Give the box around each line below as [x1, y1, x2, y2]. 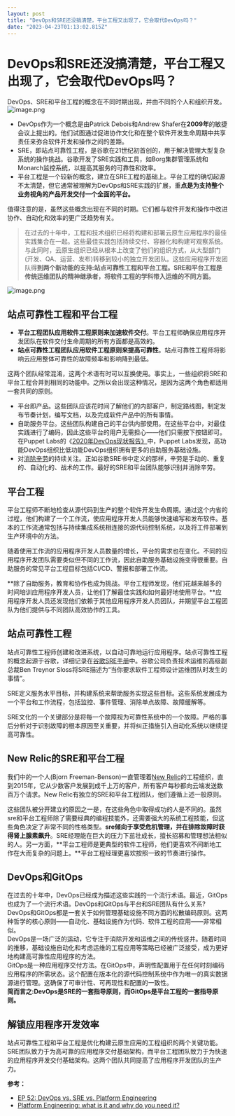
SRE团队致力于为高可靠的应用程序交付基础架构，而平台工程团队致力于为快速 [7, 1047, 227, 1056]
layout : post [7, 10, 45, 18]
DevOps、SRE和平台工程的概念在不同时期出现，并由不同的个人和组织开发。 [7, 97, 226, 106]
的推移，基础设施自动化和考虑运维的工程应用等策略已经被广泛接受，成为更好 [7, 944, 228, 952]
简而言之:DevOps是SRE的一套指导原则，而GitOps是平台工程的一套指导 [7, 987, 213, 996]
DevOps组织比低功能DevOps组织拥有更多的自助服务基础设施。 [23, 446, 205, 454]
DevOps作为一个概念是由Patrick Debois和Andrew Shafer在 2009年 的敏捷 [17, 120, 228, 128]
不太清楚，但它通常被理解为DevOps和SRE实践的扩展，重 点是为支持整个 [17, 181, 224, 190]
